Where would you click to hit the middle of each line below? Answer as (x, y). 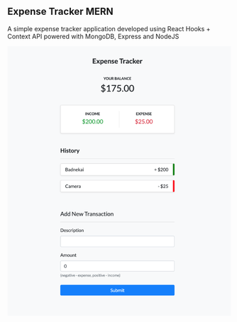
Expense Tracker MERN (60, 12)
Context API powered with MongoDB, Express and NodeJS (93, 36)
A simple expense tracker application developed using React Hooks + (109, 28)
